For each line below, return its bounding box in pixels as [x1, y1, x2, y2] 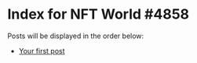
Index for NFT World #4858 [7, 5, 190, 23]
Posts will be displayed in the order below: [7, 31, 144, 40]
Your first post [18, 46, 65, 55]
